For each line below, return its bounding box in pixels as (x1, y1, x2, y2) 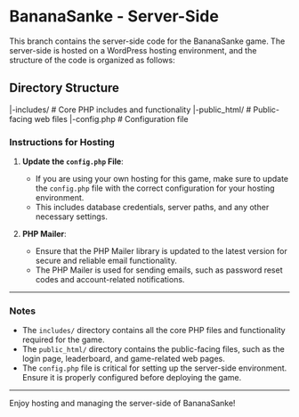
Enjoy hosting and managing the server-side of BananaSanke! (9, 398, 236, 409)
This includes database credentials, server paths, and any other (35, 202, 270, 213)
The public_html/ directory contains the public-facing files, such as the (21, 344, 285, 355)
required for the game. (21, 334, 105, 345)
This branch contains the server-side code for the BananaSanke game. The (9, 36, 286, 46)
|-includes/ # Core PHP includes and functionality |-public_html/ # (9, 104, 252, 115)
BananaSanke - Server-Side (9, 6, 220, 27)
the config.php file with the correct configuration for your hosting (35, 183, 275, 193)
